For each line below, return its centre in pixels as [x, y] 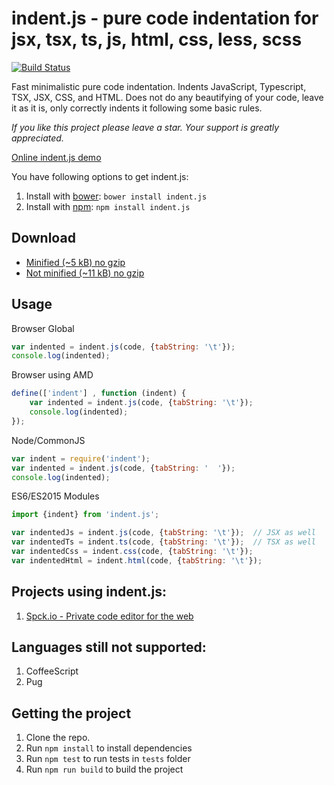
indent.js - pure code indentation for [165, 18]
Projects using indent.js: [89, 592]
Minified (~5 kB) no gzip [75, 262]
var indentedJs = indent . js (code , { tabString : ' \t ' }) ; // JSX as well [163, 533]
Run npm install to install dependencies [109, 748]
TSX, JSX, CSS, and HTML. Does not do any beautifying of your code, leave [167, 97]
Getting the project [71, 713]
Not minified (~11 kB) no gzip [85, 273]
